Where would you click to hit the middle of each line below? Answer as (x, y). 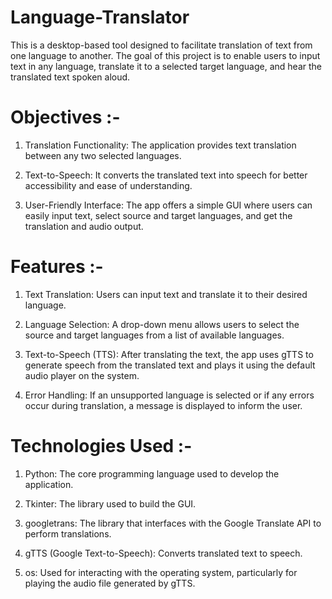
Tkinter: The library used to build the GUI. (110, 503)
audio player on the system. (82, 375)
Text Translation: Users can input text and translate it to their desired (166, 294)
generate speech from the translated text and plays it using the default (170, 365)
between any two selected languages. (103, 155)
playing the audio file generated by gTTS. (110, 583)
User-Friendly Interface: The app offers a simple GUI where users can (168, 205)
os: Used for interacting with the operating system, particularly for (161, 572)
